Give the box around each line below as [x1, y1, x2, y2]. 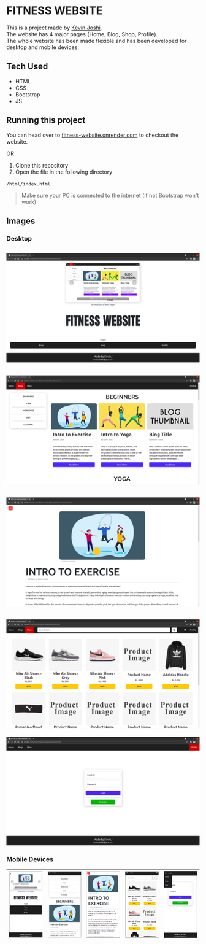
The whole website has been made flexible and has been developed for [6, 37, 187, 44]
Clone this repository [15, 161, 69, 169]
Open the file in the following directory [15, 168, 113, 176]
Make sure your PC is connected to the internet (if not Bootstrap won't [21, 192, 199, 199]
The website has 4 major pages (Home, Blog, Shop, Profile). [6, 30, 158, 37]
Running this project [6, 115, 86, 126]
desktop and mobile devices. [6, 44, 80, 51]
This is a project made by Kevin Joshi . [6, 24, 102, 31]
